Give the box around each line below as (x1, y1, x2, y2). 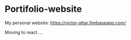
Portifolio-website (5, 3, 82, 15)
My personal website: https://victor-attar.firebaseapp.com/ (5, 20, 126, 26)
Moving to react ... (5, 29, 43, 35)
